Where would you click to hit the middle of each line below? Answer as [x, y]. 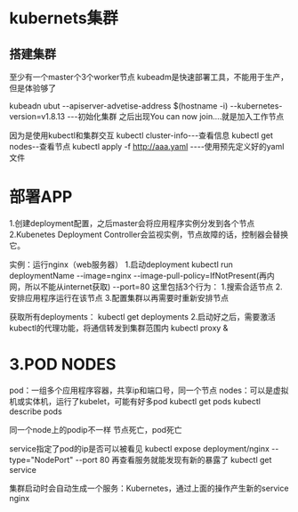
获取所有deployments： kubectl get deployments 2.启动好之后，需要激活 [142, 316]
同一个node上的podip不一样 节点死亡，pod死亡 [96, 429]
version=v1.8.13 [37, 116]
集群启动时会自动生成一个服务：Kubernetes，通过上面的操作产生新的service [149, 488]
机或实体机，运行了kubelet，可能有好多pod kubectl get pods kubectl [135, 401]
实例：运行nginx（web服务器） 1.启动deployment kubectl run [121, 264]
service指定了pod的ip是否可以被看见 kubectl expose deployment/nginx [139, 448]
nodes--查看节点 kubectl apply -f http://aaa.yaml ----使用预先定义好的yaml [147, 146]
